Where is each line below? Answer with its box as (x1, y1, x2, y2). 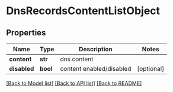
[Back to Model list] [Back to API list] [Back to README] (6, 80, 142, 87)
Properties (6, 28, 46, 38)
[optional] (137, 65, 165, 73)
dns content (60, 55, 94, 63)
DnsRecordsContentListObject (6, 4, 161, 18)
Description (79, 45, 113, 53)
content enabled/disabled (60, 65, 132, 73)
